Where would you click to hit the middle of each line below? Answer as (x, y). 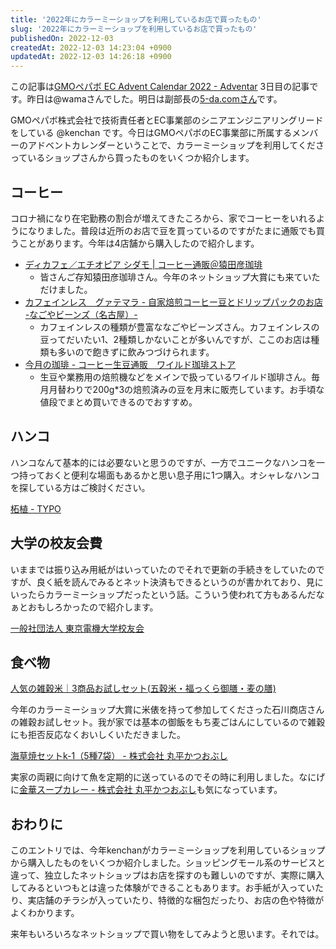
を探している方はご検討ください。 (80, 487)
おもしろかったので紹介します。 (93, 607)
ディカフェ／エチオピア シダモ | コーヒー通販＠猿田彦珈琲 (143, 264)
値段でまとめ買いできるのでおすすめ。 (118, 402)
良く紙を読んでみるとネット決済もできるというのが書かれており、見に (180, 582)
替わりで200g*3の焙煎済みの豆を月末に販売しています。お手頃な (191, 389)
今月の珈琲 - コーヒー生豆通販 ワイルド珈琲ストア (130, 364)
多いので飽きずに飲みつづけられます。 (136, 352)
